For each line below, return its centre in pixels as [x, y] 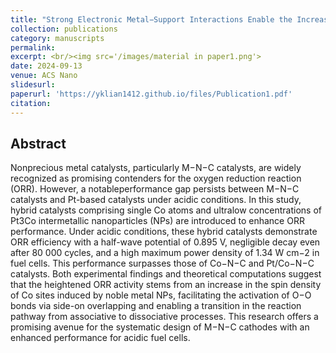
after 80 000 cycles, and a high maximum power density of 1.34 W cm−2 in [165, 253]
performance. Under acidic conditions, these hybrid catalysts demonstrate [164, 232]
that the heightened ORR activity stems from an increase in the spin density [166, 285]
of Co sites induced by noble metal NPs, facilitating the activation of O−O [161, 295]
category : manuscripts [57, 38]
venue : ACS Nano [44, 76]
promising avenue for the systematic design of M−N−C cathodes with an [160, 327]
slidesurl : [33, 85]
